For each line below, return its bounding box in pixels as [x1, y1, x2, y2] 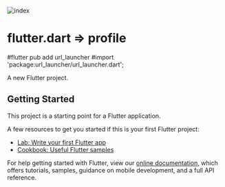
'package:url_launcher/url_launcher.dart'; [7, 60, 124, 68]
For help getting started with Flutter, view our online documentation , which [7, 158, 219, 167]
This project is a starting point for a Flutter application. [7, 112, 161, 120]
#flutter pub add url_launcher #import [7, 53, 114, 61]
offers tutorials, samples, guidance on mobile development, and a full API [7, 166, 215, 174]
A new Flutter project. [7, 73, 69, 82]
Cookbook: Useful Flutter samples [17, 145, 114, 153]
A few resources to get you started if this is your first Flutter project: [7, 125, 200, 133]
